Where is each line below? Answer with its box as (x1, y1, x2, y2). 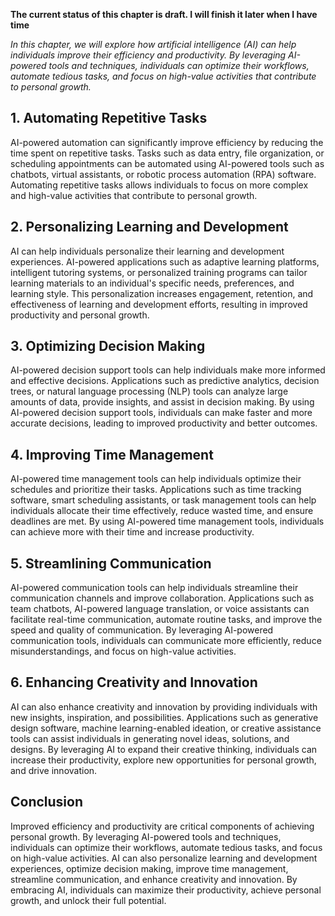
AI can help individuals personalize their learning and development (10, 245, 285, 257)
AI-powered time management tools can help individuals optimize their (10, 473, 302, 485)
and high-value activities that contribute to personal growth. (10, 189, 258, 201)
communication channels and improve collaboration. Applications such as (10, 592, 315, 604)
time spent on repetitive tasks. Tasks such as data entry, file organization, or (10, 147, 325, 159)
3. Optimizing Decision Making (10, 338, 206, 355)
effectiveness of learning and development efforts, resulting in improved (10, 298, 308, 310)
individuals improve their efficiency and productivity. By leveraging (10, 49, 287, 61)
